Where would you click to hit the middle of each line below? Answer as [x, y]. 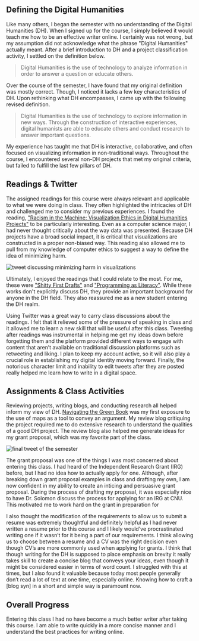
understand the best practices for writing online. [65, 632]
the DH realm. [23, 304]
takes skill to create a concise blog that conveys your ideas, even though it [97, 561]
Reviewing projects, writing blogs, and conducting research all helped [91, 405]
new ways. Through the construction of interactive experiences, [99, 122]
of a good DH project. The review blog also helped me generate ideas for [96, 431]
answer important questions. [56, 135]
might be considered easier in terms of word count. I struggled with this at [97, 567]
